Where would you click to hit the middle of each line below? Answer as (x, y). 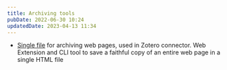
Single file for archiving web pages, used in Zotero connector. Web (111, 46)
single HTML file (40, 60)
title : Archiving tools (41, 13)
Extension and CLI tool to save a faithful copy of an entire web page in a (119, 52)
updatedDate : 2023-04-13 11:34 (52, 26)
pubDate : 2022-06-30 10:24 (46, 20)
